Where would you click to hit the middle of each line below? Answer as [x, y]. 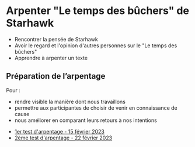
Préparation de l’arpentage [56, 76]
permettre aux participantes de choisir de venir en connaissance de [96, 108]
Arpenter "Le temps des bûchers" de [98, 11]
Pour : [13, 90]
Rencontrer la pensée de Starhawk [56, 39]
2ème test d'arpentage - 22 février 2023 [63, 138]
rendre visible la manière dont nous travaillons [70, 101]
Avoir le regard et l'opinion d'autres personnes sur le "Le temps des [96, 45]
